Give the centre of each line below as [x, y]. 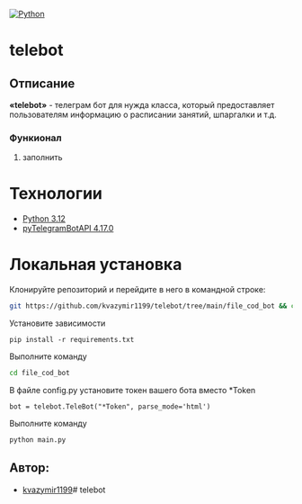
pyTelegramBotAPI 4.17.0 [68, 229]
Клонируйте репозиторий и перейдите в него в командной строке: [138, 290]
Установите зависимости [58, 323]
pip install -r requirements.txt [72, 340]
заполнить [42, 157]
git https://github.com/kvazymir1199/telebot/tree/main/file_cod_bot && [148, 306]
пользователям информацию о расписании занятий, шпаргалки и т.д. [143, 114]
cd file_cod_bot [40, 373]
